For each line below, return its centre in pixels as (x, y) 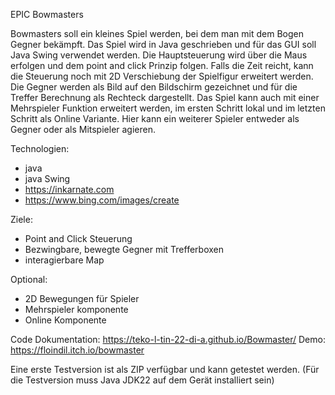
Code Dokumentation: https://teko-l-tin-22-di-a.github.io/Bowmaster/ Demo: (168, 339)
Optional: (29, 279)
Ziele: (21, 219)
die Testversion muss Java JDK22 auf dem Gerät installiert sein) (142, 380)
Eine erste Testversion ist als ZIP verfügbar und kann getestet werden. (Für (165, 369)
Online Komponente (65, 320)
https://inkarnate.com (69, 189)
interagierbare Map (64, 260)
